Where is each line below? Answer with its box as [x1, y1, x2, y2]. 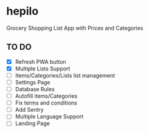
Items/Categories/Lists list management [15, 72, 116, 79]
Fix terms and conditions [15, 99, 77, 107]
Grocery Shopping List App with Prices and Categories [6, 24, 144, 32]
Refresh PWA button [15, 58, 66, 65]
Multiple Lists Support [15, 65, 71, 72]
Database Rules [15, 86, 55, 92]
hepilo [6, 4, 39, 18]
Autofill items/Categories [15, 92, 78, 100]
